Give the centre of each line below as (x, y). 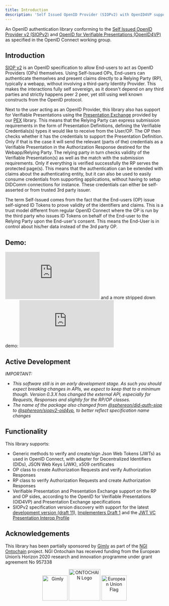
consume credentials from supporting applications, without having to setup (83, 179)
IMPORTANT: (19, 373)
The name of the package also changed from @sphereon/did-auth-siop (87, 405)
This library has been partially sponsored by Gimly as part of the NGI (76, 546)
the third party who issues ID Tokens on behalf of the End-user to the (77, 216)
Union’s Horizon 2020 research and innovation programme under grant (79, 557)
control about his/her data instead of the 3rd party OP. (62, 227)
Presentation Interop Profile (41, 518)
